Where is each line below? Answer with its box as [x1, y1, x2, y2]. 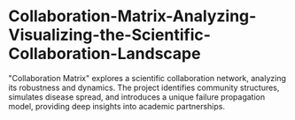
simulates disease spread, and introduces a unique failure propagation [8, 91, 266, 102]
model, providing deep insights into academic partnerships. [8, 101, 226, 111]
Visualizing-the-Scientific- [8, 25, 212, 45]
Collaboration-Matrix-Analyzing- [8, 6, 257, 26]
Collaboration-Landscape [8, 44, 201, 64]
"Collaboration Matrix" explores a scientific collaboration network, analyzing [8, 72, 287, 83]
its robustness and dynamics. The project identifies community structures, [8, 82, 280, 93]
